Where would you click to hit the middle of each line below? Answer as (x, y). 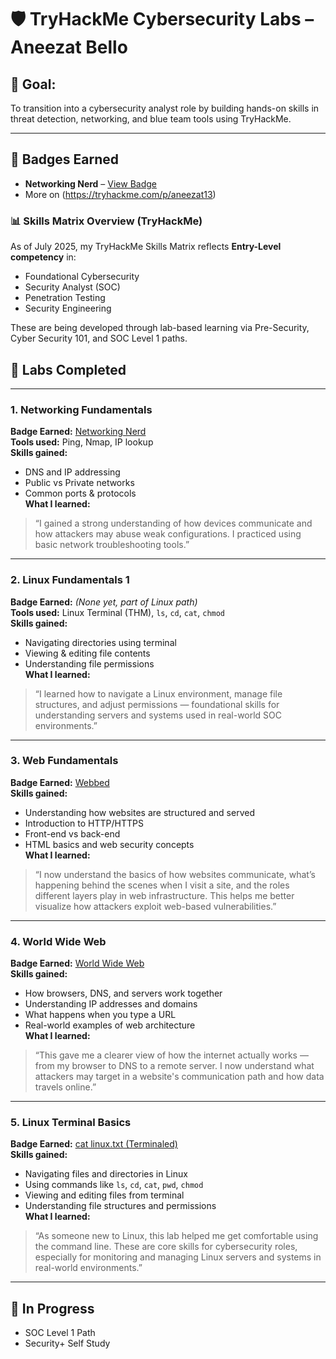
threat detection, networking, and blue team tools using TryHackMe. (151, 119)
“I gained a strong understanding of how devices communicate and (173, 523)
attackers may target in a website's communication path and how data (179, 1077)
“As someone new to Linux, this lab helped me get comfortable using (176, 1236)
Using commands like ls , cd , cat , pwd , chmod (114, 1185)
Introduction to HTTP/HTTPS (84, 823)
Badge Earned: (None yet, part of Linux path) (104, 602)
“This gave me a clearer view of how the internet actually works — (171, 1055)
